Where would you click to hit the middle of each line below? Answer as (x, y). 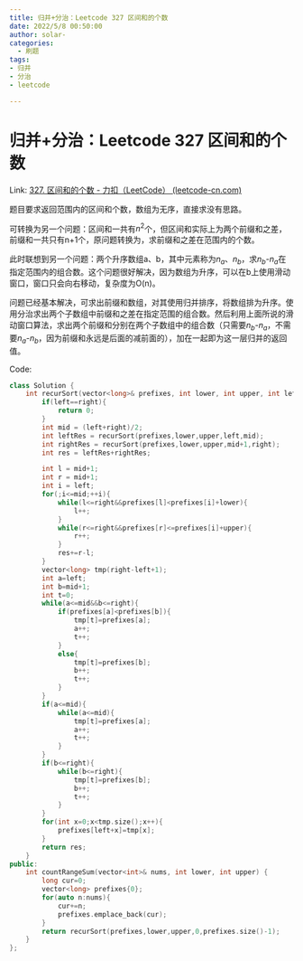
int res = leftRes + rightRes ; (96, 453)
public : (24, 864)
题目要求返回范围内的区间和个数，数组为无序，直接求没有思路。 (128, 209)
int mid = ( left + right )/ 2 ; (92, 427)
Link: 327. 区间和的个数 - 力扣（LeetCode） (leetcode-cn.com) (125, 190)
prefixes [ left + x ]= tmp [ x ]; (106, 831)
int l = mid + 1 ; (70, 469)
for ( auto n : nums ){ (76, 898)
